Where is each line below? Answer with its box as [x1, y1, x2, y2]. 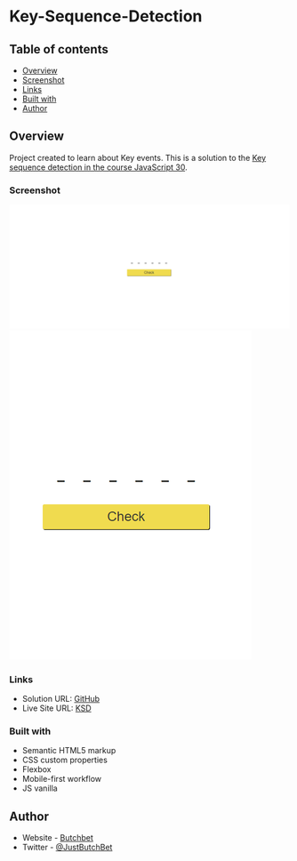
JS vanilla [21, 783, 58, 793]
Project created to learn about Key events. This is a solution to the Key [9, 152, 267, 163]
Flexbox [21, 764, 52, 775]
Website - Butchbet [21, 832, 93, 842]
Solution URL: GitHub [21, 693, 100, 704]
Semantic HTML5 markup [21, 745, 116, 756]
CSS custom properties [21, 754, 108, 766]
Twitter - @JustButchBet [21, 841, 113, 852]
